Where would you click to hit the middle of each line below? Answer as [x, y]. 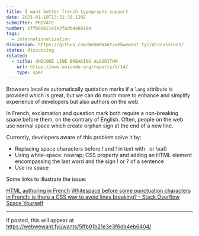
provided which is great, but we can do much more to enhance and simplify [98, 95]
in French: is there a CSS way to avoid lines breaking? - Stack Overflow [93, 197]
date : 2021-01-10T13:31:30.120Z [46, 17]
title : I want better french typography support [67, 12]
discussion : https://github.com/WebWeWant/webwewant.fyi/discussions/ [95, 45]
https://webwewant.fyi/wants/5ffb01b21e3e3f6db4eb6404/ [79, 227]
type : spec [30, 72]
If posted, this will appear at [40, 221]
